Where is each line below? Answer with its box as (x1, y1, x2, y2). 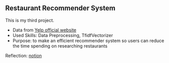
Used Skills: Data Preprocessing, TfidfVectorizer (12, 32, 114, 38)
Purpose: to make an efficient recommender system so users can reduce (12, 37, 164, 43)
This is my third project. (5, 17, 54, 23)
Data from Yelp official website (12, 27, 77, 33)
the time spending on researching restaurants (12, 42, 107, 49)
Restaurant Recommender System (5, 4, 116, 12)
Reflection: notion (5, 52, 42, 58)
